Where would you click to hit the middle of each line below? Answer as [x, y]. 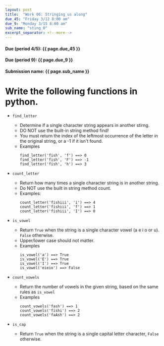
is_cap [19, 324]
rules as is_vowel [37, 292]
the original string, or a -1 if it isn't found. [61, 141]
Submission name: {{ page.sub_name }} [47, 71]
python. [22, 102]
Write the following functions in [71, 91]
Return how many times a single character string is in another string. [89, 183]
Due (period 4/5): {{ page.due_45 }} [43, 49]
